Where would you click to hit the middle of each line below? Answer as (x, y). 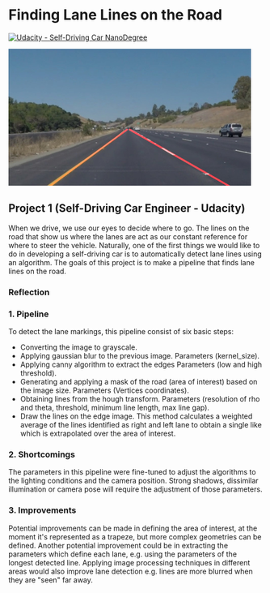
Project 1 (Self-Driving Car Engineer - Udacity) (127, 208)
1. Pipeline (29, 314)
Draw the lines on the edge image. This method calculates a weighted (136, 416)
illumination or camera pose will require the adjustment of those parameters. (135, 489)
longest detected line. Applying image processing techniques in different (129, 562)
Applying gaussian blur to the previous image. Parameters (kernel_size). (140, 355)
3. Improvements (42, 510)
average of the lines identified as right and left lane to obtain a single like (141, 424)
